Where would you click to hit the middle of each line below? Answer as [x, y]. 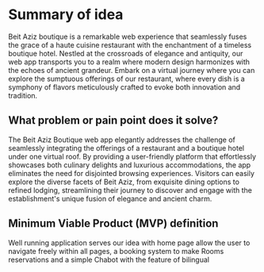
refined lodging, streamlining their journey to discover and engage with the [130, 190]
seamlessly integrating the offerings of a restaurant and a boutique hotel [126, 147]
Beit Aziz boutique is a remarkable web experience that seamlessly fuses [128, 36]
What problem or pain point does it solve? [113, 121]
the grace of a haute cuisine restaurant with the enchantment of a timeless [130, 44]
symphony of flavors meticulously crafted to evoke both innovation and [124, 87]
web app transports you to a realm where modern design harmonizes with [129, 62]
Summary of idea [66, 15]
